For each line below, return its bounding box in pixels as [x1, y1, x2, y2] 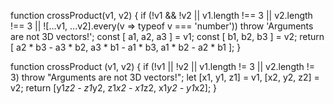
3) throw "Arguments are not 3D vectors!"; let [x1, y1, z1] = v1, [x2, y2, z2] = [10, 71, 320, 83]
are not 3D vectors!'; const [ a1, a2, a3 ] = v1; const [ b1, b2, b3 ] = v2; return [10, 31, 325, 42]
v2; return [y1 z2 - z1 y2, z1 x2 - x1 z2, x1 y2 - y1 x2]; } [10, 82, 218, 94]
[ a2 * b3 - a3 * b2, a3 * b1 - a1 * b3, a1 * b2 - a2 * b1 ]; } [10, 41, 242, 53]
